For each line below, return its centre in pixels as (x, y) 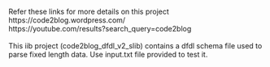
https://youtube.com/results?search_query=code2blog (100, 29)
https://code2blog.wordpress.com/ (67, 20)
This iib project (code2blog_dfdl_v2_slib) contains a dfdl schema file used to (135, 46)
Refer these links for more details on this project (89, 11)
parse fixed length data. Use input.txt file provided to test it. (108, 54)
